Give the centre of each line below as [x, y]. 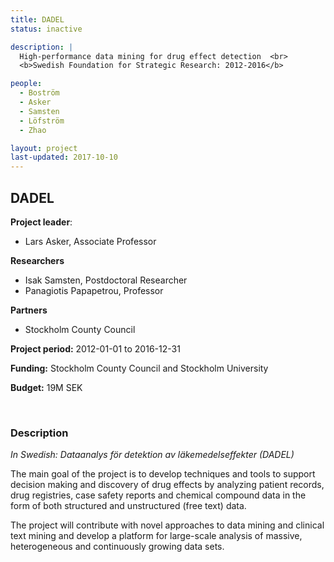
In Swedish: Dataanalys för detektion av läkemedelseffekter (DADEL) [152, 455]
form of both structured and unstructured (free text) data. [128, 506]
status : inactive [46, 29]
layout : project [44, 148]
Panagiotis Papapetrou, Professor [94, 290]
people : [26, 84]
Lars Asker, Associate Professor [90, 241]
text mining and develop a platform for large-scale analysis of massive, [156, 536]
